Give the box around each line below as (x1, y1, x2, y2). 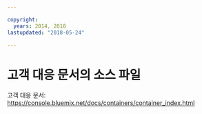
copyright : (7, 16, 39, 23)
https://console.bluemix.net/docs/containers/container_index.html (7, 99, 195, 107)
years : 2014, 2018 (13, 22, 67, 30)
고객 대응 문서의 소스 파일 (7, 67, 141, 83)
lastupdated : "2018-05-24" (7, 29, 85, 36)
